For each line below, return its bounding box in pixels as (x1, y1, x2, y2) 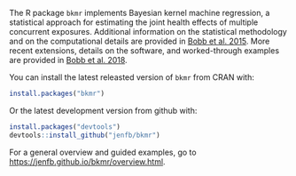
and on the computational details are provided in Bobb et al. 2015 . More (9, 36, 270, 46)
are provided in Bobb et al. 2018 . (9, 55, 128, 65)
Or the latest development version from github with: (9, 105, 198, 116)
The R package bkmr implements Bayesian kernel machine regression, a (9, 8, 270, 18)
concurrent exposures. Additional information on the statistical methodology (9, 27, 288, 36)
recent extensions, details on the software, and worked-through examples (9, 45, 280, 56)
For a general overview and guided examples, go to (9, 147, 197, 157)
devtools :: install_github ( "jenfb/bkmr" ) (9, 131, 161, 140)
